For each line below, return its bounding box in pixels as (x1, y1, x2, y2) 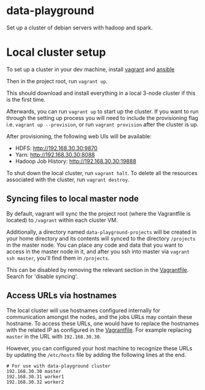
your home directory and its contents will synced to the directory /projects (6, 234, 196, 242)
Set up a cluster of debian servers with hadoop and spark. (6, 24, 153, 31)
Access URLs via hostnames (6, 290, 117, 301)
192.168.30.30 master (6, 368, 62, 374)
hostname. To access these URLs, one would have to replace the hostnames (6, 320, 199, 327)
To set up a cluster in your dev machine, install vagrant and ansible (6, 66, 175, 73)
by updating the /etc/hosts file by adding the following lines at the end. (6, 351, 187, 358)
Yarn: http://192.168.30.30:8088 (15, 151, 95, 158)
